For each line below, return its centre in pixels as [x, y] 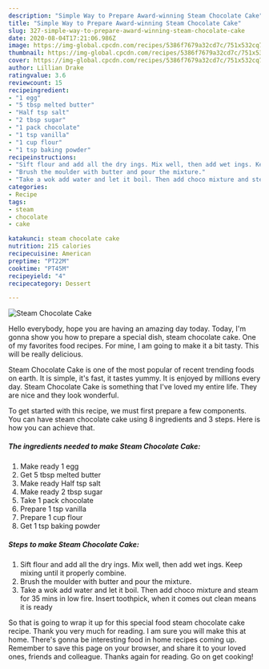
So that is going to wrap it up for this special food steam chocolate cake [127, 623]
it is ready [36, 607]
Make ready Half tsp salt [60, 484]
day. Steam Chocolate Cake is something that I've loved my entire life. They [133, 387]
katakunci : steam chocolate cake [64, 239]
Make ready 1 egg [49, 466]
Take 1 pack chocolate [56, 501]
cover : [19, 61]
